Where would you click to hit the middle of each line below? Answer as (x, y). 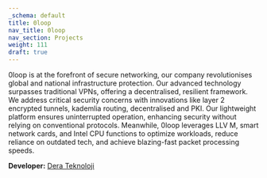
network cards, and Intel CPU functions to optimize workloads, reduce (123, 134)
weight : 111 (28, 45)
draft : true (28, 52)
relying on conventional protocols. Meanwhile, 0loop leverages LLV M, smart (133, 125)
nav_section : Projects (46, 38)
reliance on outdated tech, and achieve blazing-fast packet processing (124, 142)
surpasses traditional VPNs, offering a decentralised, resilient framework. (128, 91)
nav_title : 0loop (37, 30)
